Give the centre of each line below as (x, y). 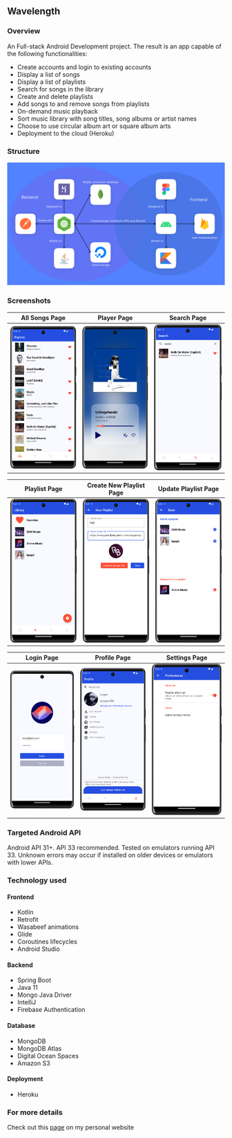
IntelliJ (27, 1002)
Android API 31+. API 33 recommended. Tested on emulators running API (111, 848)
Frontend (21, 897)
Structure (23, 151)
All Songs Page (43, 318)
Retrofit (28, 920)
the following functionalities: (47, 53)
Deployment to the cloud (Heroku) (66, 133)
